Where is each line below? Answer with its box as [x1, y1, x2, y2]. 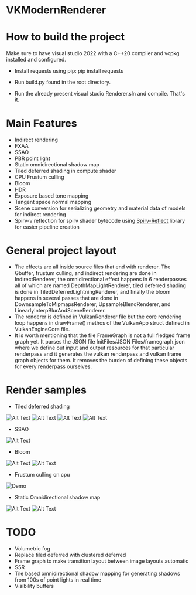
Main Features [6, 117, 77, 130]
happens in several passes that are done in [14, 294, 119, 301]
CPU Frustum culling [14, 174, 64, 181]
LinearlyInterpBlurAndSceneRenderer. [14, 307, 106, 314]
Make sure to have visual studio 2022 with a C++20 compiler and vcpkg [6, 50, 180, 57]
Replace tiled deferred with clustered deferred [14, 551, 126, 558]
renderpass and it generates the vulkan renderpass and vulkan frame [14, 351, 182, 358]
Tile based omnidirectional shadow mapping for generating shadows [14, 570, 180, 577]
